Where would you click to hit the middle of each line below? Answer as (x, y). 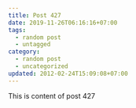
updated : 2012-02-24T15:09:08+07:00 (68, 74)
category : (24, 52)
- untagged (33, 45)
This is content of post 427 (52, 95)
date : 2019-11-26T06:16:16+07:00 (63, 23)
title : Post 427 (35, 15)
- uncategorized (42, 67)
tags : (17, 30)
